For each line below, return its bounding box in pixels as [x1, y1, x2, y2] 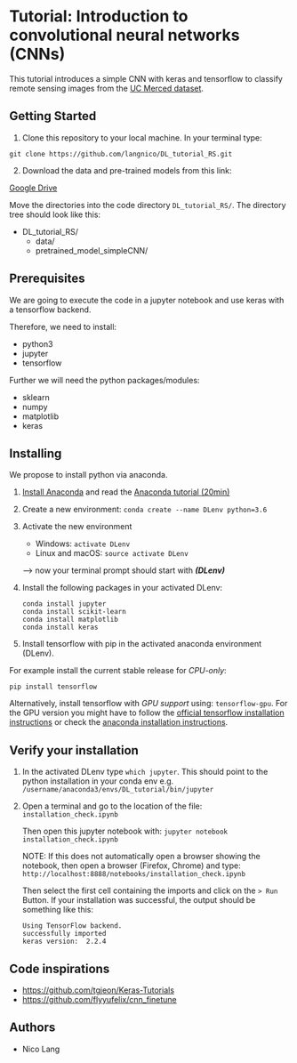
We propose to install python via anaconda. [9, 470, 168, 480]
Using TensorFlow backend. [21, 922, 123, 930]
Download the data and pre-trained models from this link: [21, 165, 233, 175]
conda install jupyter [21, 600, 107, 608]
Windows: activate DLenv [35, 538, 131, 549]
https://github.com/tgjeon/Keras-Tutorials [21, 985, 175, 995]
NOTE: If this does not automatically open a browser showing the [21, 851, 261, 862]
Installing [9, 446, 62, 461]
